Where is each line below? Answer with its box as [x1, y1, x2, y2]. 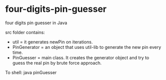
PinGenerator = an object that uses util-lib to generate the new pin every [12, 44, 162, 50]
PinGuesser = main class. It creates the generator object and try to [12, 54, 150, 60]
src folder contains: [5, 29, 45, 35]
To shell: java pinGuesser [5, 69, 57, 75]
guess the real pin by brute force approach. [12, 60, 102, 66]
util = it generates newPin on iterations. [12, 39, 93, 45]
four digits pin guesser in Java [5, 20, 67, 26]
